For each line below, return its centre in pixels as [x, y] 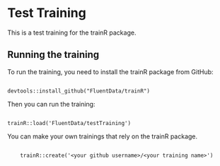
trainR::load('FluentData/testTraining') [69, 123]
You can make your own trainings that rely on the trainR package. [103, 136]
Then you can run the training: [51, 104]
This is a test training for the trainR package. [72, 32]
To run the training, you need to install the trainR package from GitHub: [110, 71]
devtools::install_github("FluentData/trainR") [79, 91]
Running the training [53, 55]
